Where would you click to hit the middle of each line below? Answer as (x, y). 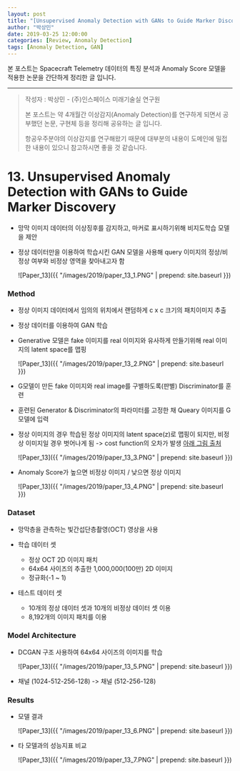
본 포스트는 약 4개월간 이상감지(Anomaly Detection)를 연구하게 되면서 (123, 114)
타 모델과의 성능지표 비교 (52, 746)
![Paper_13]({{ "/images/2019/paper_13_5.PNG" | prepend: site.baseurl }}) (125, 666)
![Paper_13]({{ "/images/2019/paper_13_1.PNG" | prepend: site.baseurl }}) (124, 275)
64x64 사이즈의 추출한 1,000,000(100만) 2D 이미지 (100, 568)
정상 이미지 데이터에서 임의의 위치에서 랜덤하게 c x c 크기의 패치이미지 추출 (122, 310)
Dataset (21, 513)
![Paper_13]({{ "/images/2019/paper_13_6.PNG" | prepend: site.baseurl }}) (125, 731)
